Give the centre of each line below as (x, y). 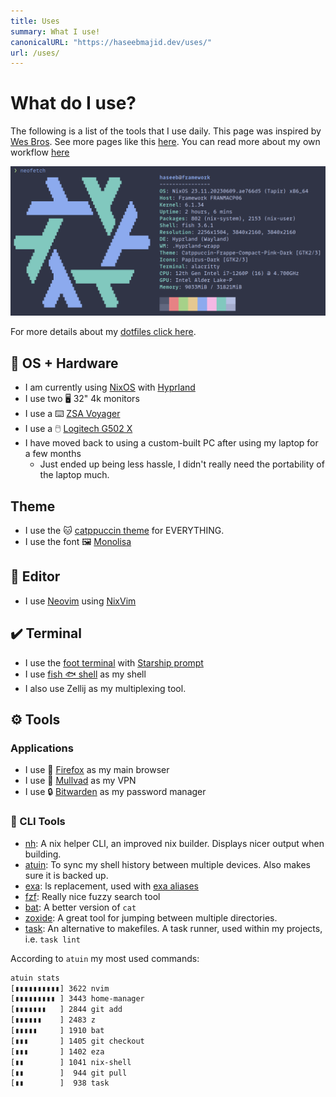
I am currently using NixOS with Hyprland (110, 387)
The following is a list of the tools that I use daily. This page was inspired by (166, 131)
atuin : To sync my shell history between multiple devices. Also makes (167, 864)
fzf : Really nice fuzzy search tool (92, 896)
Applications (42, 748)
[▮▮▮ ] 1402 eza (57, 1051)
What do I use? (73, 103)
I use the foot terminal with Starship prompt (114, 662)
